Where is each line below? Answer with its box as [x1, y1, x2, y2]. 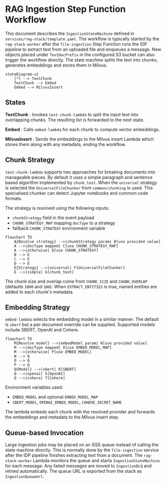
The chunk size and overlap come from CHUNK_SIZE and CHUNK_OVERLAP [5, 278, 148, 284]
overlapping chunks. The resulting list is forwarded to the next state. [5, 117, 145, 123]
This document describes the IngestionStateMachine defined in [5, 30, 135, 36]
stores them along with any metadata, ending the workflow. [5, 141, 126, 147]
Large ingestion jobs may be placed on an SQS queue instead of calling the [5, 442, 159, 448]
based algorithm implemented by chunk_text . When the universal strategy [5, 179, 157, 185]
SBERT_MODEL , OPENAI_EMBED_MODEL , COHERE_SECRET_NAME [12, 399, 122, 405]
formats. [5, 195, 22, 201]
